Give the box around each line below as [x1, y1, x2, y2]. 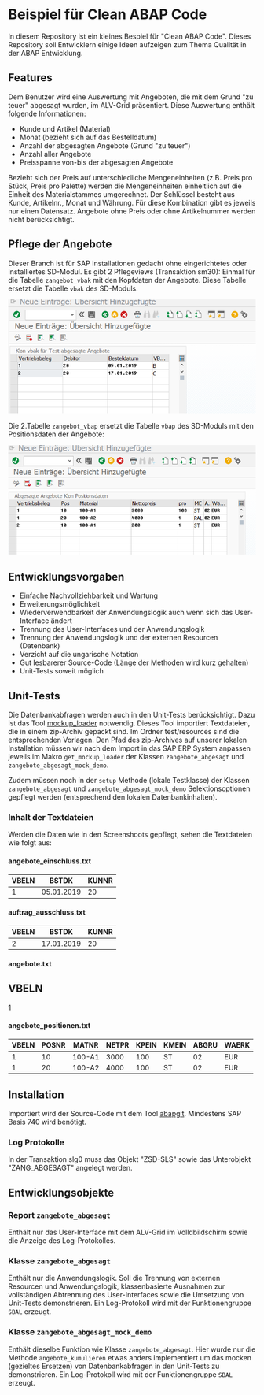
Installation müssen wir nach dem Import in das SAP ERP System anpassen [8, 744, 251, 753]
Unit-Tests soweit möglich [19, 666, 104, 676]
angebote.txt [8, 959, 53, 968]
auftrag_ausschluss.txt [8, 907, 86, 917]
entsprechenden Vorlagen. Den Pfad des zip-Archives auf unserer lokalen [8, 735, 247, 744]
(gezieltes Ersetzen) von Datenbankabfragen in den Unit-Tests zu [8, 1361, 220, 1371]
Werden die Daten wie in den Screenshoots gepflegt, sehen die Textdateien [8, 829, 253, 840]
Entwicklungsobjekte [8, 1185, 115, 1199]
